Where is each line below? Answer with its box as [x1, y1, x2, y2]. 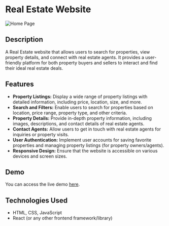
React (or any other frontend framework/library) [12, 215, 113, 221]
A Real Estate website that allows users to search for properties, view [5, 48, 150, 55]
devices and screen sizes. [12, 153, 67, 159]
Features [5, 80, 34, 89]
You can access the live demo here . [5, 181, 80, 187]
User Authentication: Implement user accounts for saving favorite [12, 137, 152, 143]
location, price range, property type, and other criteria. [12, 110, 127, 116]
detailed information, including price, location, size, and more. [12, 98, 142, 105]
